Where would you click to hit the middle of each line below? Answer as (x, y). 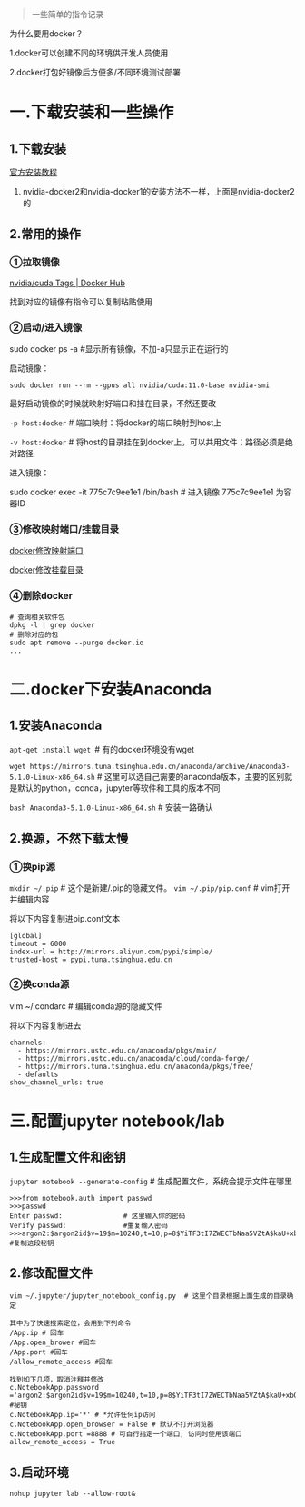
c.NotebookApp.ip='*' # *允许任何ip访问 (83, 1415)
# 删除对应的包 (34, 634)
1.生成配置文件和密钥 (68, 1158)
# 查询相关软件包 (37, 617)
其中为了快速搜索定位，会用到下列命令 (70, 1323)
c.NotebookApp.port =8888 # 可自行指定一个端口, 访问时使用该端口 (126, 1434)
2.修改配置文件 (51, 1273)
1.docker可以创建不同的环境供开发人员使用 (89, 53)
